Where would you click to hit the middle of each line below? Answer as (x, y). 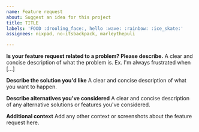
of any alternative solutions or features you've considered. (79, 105)
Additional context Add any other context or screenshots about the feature (99, 116)
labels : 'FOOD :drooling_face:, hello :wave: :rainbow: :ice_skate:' (95, 28)
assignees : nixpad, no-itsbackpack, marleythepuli (71, 34)
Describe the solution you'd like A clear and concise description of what (97, 81)
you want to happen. (31, 87)
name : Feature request (34, 12)
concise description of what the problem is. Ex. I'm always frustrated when (99, 63)
